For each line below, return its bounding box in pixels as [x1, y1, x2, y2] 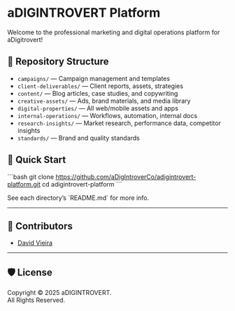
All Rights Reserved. [7, 296, 65, 305]
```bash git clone [7, 173, 55, 181]
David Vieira [17, 239, 53, 247]
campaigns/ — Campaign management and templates [17, 74, 170, 82]
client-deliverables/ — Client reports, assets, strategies [17, 82, 184, 90]
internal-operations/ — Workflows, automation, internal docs [17, 111, 198, 120]
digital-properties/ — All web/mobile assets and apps [17, 103, 178, 113]
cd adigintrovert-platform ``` [41, 180, 122, 188]
